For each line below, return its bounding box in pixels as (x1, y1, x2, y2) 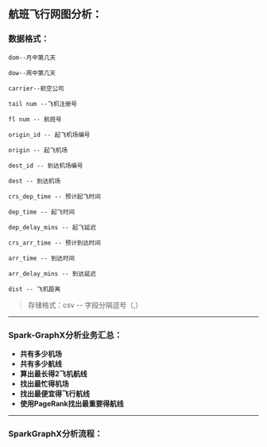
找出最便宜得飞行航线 (19, 389, 90, 398)
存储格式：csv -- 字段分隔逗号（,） (27, 300, 143, 309)
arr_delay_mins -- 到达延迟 (8, 269, 97, 277)
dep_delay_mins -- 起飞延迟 (8, 223, 97, 231)
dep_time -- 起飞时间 (8, 208, 75, 216)
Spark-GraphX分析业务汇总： (8, 329, 123, 340)
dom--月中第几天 (8, 53, 56, 61)
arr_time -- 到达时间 (8, 254, 75, 262)
